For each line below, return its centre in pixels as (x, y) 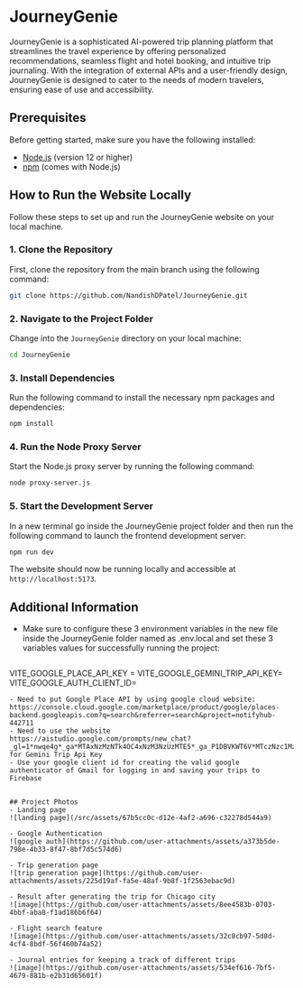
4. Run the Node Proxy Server (75, 447)
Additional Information (74, 607)
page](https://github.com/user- (142, 873)
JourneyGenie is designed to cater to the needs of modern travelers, (137, 79)
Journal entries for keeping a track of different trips (127, 960)
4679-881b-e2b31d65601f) (56, 976)
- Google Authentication (56, 834)
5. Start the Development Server (81, 506)
